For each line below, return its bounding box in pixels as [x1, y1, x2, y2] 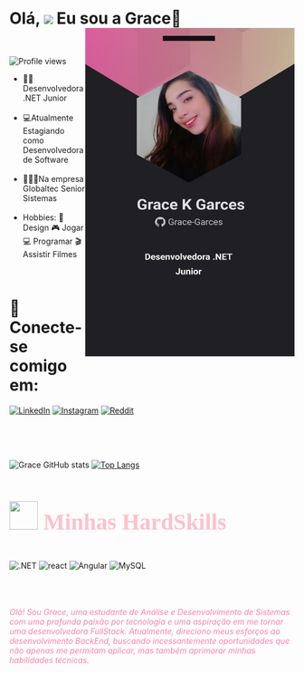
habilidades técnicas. [9, 655, 90, 666]
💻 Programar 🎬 [22, 236, 82, 246]
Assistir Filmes [22, 248, 78, 259]
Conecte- [9, 317, 83, 338]
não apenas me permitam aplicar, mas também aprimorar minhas [9, 645, 256, 656]
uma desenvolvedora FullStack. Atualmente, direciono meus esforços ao [9, 626, 280, 637]
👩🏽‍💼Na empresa [22, 173, 84, 184]
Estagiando [22, 125, 65, 136]
